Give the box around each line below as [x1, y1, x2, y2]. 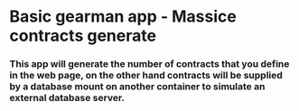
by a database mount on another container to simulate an [9, 80, 266, 93]
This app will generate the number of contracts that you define [9, 58, 290, 70]
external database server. [9, 92, 125, 105]
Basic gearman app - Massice [9, 6, 237, 27]
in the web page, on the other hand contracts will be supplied [9, 69, 283, 82]
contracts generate [9, 25, 156, 46]
